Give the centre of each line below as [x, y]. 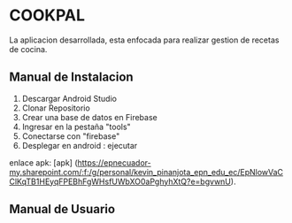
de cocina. [28, 49]
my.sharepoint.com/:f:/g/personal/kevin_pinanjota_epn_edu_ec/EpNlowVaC [146, 172]
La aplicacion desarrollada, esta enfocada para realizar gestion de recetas [144, 40]
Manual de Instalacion [72, 77]
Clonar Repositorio [56, 108]
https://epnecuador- [115, 162]
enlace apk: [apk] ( [43, 162]
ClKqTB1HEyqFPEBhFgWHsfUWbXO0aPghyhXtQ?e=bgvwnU [120, 181]
